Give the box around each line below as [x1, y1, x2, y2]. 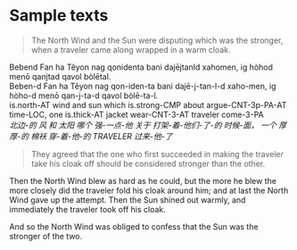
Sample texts [9, 5, 109, 26]
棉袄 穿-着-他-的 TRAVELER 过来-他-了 [30, 130, 173, 141]
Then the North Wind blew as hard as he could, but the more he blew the [9, 175, 276, 186]
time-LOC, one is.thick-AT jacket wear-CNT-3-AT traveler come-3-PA [9, 109, 265, 120]
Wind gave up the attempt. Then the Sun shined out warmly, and [9, 194, 246, 205]
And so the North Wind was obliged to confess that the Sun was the [9, 221, 259, 232]
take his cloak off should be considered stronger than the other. [30, 158, 266, 169]
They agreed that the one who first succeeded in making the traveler [30, 148, 284, 159]
